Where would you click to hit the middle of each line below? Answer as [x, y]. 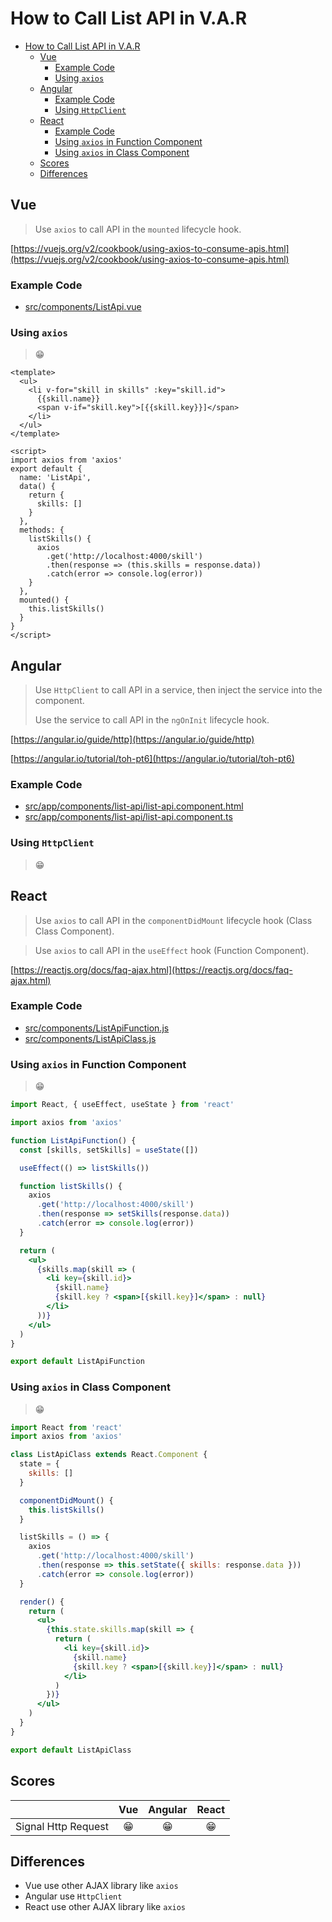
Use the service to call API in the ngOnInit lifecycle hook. [152, 720]
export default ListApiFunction [77, 1362]
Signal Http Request [62, 1826]
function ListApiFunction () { [73, 1140]
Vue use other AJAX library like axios [101, 1886]
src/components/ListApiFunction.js [97, 1028]
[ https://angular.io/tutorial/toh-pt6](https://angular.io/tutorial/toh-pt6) [152, 759]
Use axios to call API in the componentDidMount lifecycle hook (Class [173, 920]
